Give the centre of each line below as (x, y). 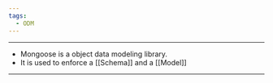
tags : (17, 16)
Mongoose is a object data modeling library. (94, 54)
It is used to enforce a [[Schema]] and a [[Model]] (103, 62)
